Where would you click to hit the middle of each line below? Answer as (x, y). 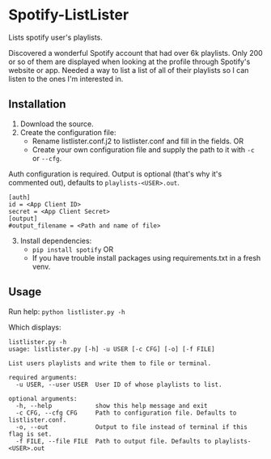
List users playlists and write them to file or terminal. (110, 363)
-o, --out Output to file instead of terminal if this (132, 427)
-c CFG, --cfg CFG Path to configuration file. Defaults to (126, 413)
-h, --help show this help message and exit (112, 406)
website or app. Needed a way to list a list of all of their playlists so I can (129, 70)
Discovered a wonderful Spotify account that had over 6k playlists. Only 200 (135, 53)
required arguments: (43, 377)
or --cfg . (47, 158)
